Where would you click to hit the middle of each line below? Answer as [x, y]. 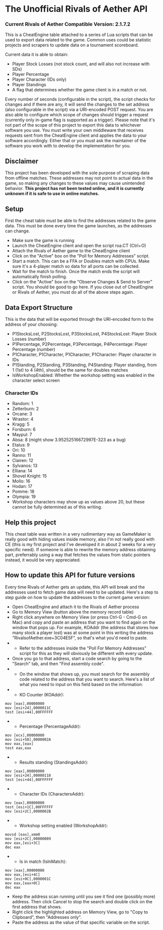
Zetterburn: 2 [25, 409]
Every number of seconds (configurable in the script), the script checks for [80, 99]
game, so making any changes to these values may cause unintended [75, 183]
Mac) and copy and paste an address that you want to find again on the [84, 622]
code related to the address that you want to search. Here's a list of [87, 679]
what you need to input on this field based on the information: [81, 684]
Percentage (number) [34, 349]
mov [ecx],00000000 [25, 735]
